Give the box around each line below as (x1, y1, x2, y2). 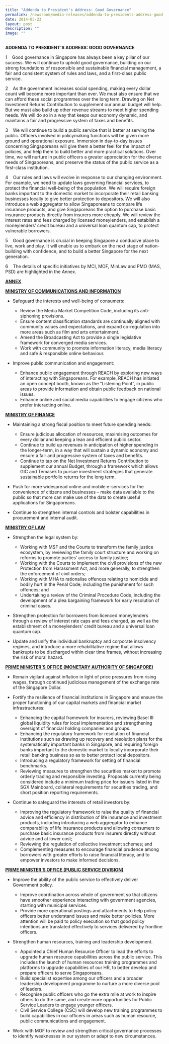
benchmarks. (20, 763, 48, 768)
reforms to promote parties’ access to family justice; (20, 555, 128, 561)
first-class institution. (5, 164, 49, 170)
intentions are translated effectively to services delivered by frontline (20, 924, 162, 929)
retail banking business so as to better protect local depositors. (20, 752, 151, 758)
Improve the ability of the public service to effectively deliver (12, 877, 138, 883)
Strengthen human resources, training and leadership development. (12, 939, 153, 944)
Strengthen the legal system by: (12, 534, 79, 540)
